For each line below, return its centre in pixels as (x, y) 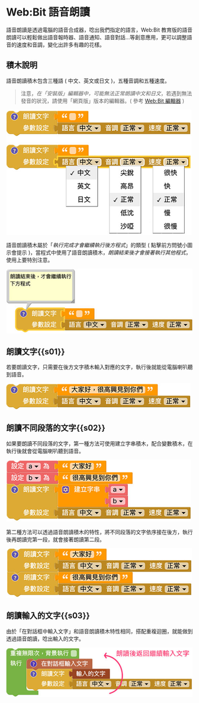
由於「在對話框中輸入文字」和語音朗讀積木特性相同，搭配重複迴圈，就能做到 (99, 631)
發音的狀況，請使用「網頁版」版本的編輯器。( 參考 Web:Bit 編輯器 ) (102, 101)
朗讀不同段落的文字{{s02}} (56, 428)
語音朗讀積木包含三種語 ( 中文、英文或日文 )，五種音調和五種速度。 (88, 80)
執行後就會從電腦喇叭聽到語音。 (45, 451)
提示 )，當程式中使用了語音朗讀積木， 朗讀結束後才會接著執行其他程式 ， (104, 252)
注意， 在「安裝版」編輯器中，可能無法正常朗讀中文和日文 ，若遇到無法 (106, 93)
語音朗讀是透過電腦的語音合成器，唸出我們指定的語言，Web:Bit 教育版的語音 (99, 30)
